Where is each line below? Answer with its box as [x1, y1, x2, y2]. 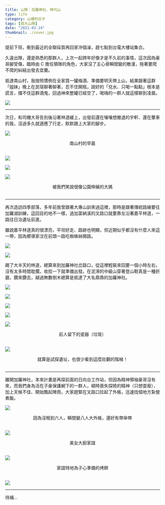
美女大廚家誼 [69, 440, 96, 446]
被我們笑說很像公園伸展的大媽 [52, 184, 113, 190]
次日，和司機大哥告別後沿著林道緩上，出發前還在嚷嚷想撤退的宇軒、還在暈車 [5, 115, 160, 120]
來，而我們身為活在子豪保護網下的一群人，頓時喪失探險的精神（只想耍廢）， [5, 383, 158, 388]
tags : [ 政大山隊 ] [5, 21, 38, 26]
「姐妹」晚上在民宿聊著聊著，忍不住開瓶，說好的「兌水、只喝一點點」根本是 [5, 84, 160, 89]
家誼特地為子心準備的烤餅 [56, 465, 109, 470]
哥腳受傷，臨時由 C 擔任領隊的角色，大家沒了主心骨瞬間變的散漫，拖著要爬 [5, 61, 157, 67]
